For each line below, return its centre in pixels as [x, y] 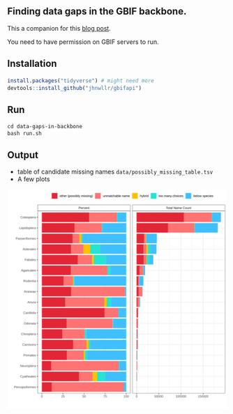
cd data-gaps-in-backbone [45, 127]
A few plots [33, 179]
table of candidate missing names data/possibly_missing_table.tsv [115, 171]
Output [23, 155]
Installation [32, 64]
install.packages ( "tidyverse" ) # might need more [81, 80]
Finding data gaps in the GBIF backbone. [97, 11]
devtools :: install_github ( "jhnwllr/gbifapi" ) [74, 88]
